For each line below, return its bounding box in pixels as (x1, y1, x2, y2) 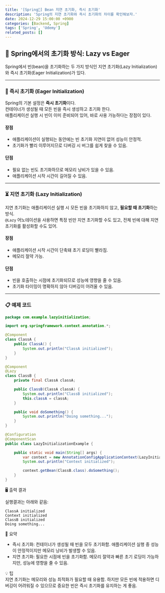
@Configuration (5, 432, 36, 437)
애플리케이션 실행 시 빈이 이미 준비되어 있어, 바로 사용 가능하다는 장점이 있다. (5, 112, 152, 118)
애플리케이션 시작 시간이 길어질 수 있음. (12, 173, 87, 179)
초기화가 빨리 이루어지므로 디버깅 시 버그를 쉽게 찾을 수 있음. (12, 142, 128, 148)
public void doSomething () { (14, 409, 74, 414)
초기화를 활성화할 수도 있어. (5, 223, 58, 229)
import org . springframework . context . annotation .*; (5, 324, 111, 329)
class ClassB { (5, 373, 36, 378)
